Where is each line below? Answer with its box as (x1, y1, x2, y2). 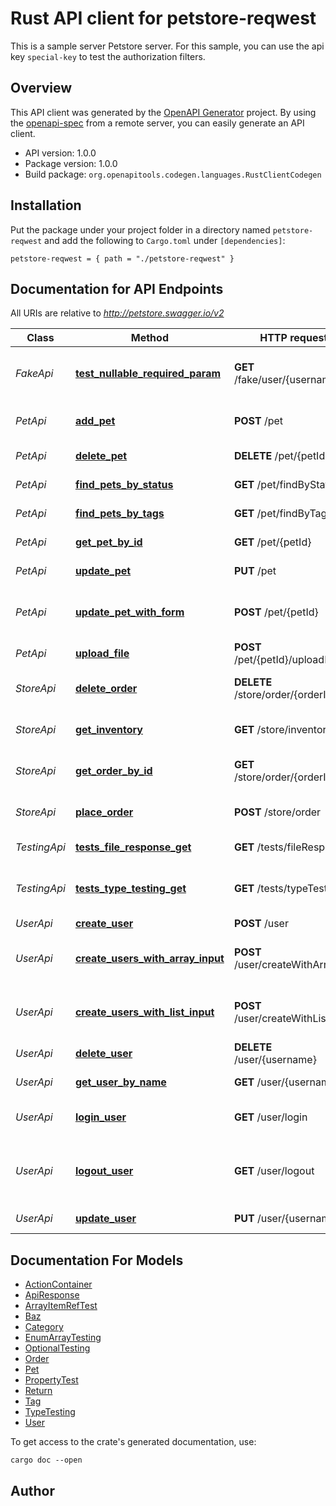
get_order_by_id (74, 764, 153, 778)
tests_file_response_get (74, 840, 192, 854)
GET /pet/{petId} (233, 535, 312, 549)
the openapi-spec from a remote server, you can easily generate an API (10, 117, 305, 129)
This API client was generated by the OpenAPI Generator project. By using (10, 106, 317, 118)
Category (24, 1321, 64, 1333)
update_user (74, 1212, 137, 1226)
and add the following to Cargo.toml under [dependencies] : (44, 234, 286, 246)
